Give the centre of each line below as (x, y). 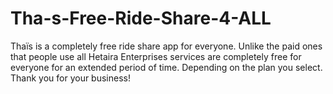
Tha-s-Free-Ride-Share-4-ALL (141, 18)
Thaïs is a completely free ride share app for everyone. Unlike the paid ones (166, 46)
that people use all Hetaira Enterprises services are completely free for (156, 56)
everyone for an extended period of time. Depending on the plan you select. (166, 67)
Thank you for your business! (70, 78)
